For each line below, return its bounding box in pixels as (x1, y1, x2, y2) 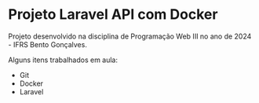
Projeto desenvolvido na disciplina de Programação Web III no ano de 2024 (8, 31, 252, 41)
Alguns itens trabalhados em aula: (8, 55, 119, 64)
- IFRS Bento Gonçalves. (8, 39, 88, 49)
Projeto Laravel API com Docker (8, 6, 218, 24)
